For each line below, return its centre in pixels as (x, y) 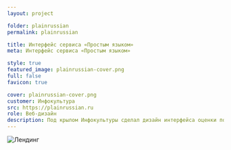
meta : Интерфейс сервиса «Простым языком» (69, 51)
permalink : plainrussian (43, 32)
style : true (24, 63)
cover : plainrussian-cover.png (52, 95)
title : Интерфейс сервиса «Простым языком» (70, 45)
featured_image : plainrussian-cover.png (66, 70)
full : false (24, 76)
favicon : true (27, 82)
